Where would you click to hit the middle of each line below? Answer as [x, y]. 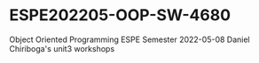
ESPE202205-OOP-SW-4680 [120, 15]
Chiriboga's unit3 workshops [62, 48]
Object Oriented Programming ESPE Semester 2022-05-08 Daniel [129, 39]
